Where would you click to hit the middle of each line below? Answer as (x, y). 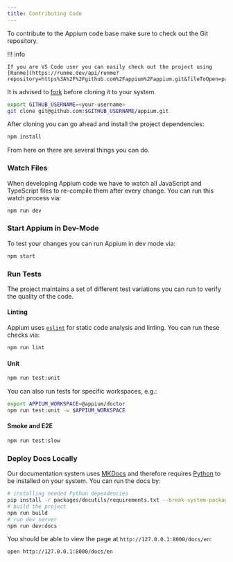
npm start (21, 256)
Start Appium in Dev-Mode (53, 228)
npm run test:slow (34, 441)
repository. (23, 41)
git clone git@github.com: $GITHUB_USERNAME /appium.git (88, 111)
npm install (24, 137)
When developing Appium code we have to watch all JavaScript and (105, 183)
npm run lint (26, 348)
